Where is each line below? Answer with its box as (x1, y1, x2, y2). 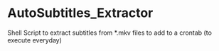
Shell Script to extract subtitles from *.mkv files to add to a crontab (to (7, 28, 212, 37)
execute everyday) (7, 35, 63, 44)
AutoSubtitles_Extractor (7, 5, 154, 21)
